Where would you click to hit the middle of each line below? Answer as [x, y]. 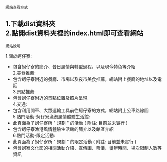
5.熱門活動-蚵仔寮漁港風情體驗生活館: [51, 116]
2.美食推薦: [24, 73]
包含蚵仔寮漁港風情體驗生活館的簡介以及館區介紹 [63, 129]
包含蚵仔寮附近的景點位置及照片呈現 [50, 98]
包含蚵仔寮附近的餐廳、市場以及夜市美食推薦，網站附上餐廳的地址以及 [85, 79]
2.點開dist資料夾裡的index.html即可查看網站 [74, 33]
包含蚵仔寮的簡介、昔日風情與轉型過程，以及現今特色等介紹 [74, 66]
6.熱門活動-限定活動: [34, 135]
